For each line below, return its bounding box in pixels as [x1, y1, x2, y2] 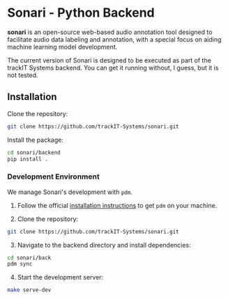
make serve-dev [7, 286, 52, 293]
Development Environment [7, 172, 100, 181]
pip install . [7, 155, 49, 163]
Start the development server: [17, 273, 104, 282]
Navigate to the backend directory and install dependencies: [17, 241, 191, 249]
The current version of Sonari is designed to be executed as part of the [7, 56, 211, 64]
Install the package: [7, 136, 64, 144]
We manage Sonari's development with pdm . [7, 188, 132, 196]
